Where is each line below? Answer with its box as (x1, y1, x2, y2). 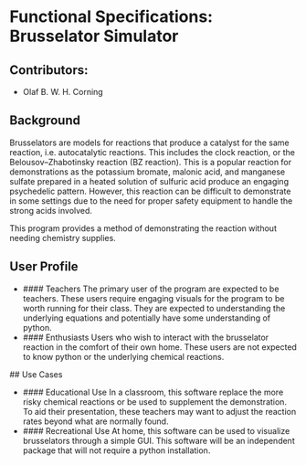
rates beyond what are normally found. (22, 416, 169, 427)
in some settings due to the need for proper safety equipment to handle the (9, 195, 293, 206)
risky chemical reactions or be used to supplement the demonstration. (22, 396, 288, 407)
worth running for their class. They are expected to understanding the (22, 302, 286, 313)
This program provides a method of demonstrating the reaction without (9, 222, 277, 234)
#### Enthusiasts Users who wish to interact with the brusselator (22, 332, 269, 343)
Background (9, 112, 80, 129)
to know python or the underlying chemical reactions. (22, 351, 225, 362)
